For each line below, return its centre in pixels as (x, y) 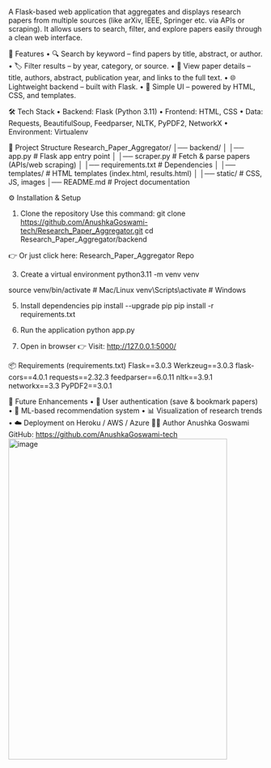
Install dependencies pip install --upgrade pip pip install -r (117, 306)
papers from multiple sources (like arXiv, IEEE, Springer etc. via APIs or (127, 20)
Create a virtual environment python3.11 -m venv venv (110, 274)
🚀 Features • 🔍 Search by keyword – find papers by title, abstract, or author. (135, 54)
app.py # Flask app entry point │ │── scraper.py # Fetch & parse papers (129, 156)
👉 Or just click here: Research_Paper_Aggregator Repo (101, 255)
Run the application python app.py (77, 330)
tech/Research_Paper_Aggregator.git (81, 231)
